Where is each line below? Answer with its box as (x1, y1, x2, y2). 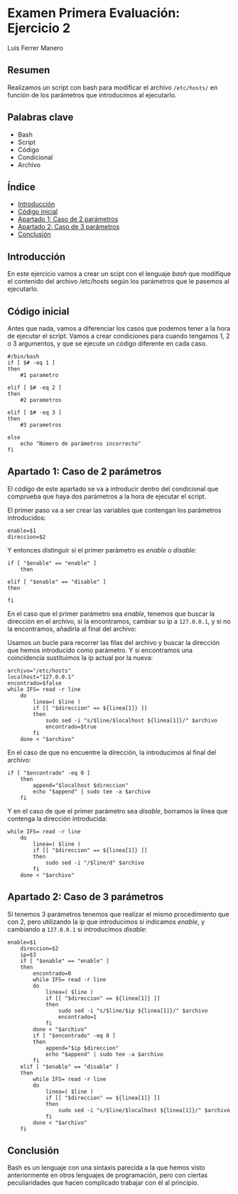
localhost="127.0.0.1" (7, 673, 75, 681)
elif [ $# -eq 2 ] (7, 384, 62, 391)
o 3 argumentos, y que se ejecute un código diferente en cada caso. (7, 339, 207, 348)
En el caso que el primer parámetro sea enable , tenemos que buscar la (7, 609, 215, 618)
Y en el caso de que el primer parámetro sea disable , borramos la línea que (7, 806, 228, 815)
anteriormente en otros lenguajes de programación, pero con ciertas (7, 1171, 208, 1180)
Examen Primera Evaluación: (7, 5, 180, 21)
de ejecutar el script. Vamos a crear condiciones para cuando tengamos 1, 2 (7, 332, 230, 340)
